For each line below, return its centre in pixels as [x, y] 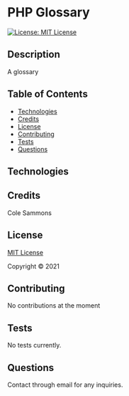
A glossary [23, 71]
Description [34, 54]
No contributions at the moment [54, 306]
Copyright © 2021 [34, 266]
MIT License [26, 252]
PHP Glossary [49, 12]
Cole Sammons [29, 213]
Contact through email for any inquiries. [65, 385]
